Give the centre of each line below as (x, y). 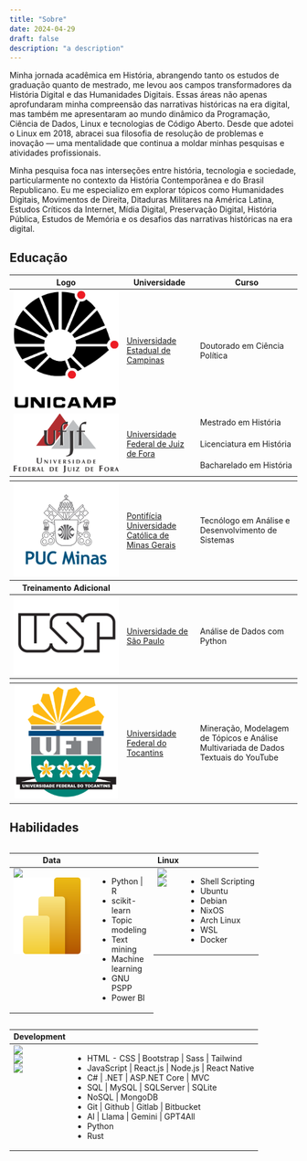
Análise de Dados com (242, 631)
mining (124, 949)
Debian (214, 901)
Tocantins (145, 753)
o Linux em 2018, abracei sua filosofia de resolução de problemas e (137, 133)
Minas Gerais (151, 544)
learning (127, 969)
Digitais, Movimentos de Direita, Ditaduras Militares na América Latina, (142, 200)
